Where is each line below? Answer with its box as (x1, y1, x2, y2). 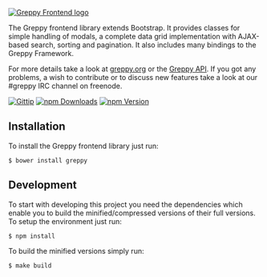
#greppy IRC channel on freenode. (8, 81, 123, 90)
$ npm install (8, 232, 56, 240)
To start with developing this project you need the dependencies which (8, 199, 243, 209)
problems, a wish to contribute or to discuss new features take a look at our (8, 73, 258, 82)
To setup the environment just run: (8, 216, 122, 226)
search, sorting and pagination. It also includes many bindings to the (30, 40, 257, 50)
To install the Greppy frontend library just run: (8, 141, 159, 151)
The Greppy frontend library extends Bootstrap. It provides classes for (8, 23, 241, 32)
